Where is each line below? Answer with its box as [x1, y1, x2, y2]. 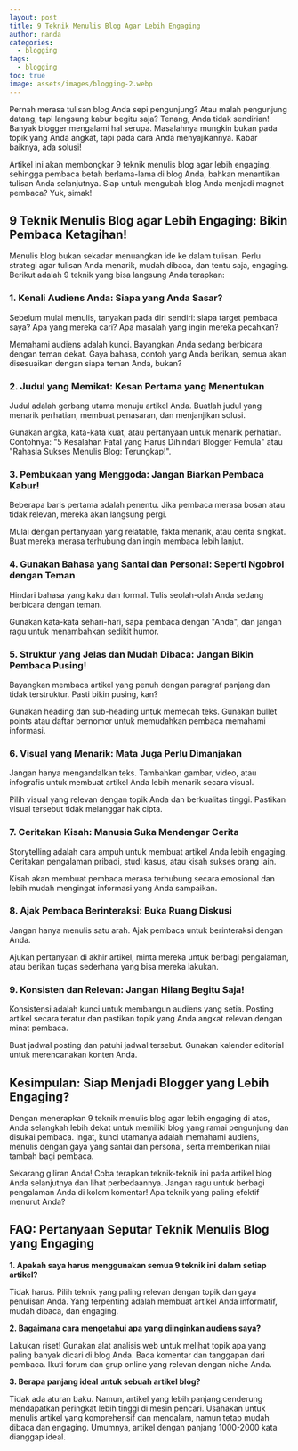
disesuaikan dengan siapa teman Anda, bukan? [9, 357, 182, 368]
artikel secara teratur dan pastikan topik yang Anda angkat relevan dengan [9, 1013, 283, 1024]
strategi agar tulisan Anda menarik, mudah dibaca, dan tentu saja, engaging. [9, 260, 289, 271]
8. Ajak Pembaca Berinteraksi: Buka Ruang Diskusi [9, 905, 233, 917]
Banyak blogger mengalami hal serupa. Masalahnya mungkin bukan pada [9, 122, 278, 134]
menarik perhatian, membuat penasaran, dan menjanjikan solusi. [9, 410, 246, 421]
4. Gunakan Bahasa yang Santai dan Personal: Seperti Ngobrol [9, 558, 285, 570]
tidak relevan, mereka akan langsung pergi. [9, 509, 167, 520]
